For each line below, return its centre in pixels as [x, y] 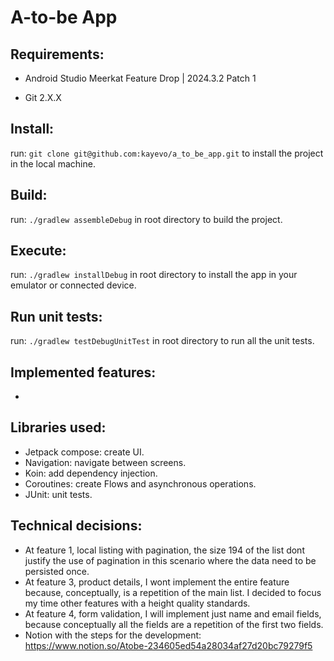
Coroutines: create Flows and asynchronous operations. [140, 483]
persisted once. [57, 571]
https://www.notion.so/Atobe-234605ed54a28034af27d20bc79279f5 [168, 645]
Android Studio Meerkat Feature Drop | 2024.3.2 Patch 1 [140, 78]
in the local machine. [53, 163]
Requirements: [57, 54]
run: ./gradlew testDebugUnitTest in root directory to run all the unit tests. [162, 341]
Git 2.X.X [43, 97]
